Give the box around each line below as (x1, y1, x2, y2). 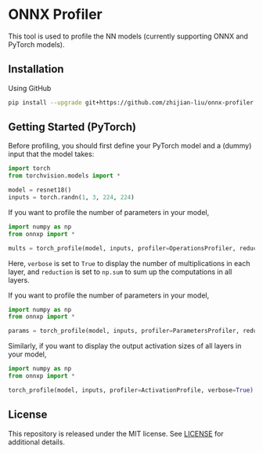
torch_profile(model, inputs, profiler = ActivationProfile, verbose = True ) (8, 386, 254, 394)
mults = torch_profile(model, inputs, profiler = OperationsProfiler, (8, 244, 236, 252)
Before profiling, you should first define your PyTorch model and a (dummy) (8, 141, 252, 151)
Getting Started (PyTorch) (8, 120, 137, 134)
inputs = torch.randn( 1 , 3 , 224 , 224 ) (8, 194, 135, 202)
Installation (8, 63, 64, 76)
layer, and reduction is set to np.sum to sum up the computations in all (8, 267, 232, 276)
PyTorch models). (8, 39, 65, 49)
